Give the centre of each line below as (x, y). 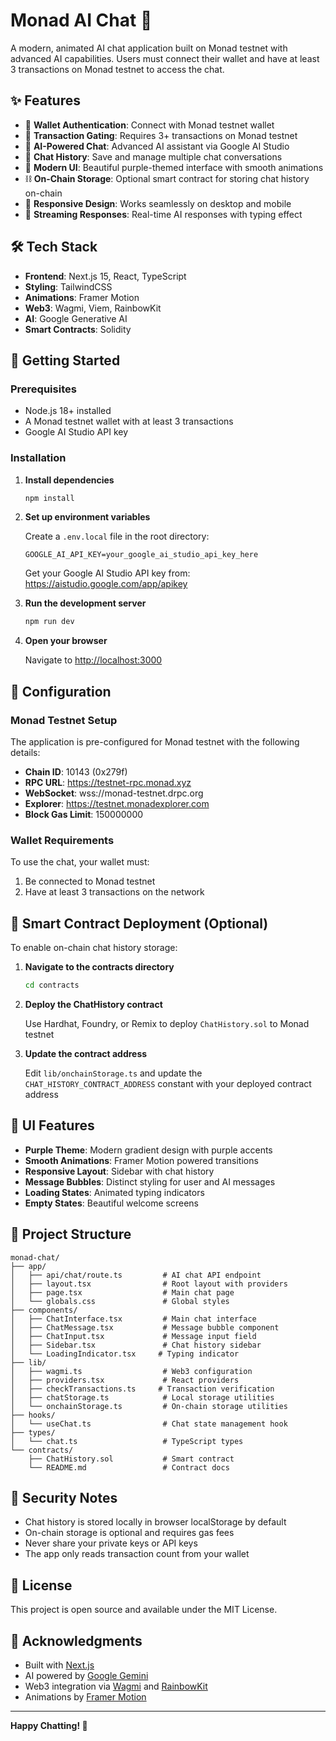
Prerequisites (43, 389)
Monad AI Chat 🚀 (81, 20)
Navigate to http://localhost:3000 (93, 660)
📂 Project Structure (71, 1234)
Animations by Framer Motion (85, 1697)
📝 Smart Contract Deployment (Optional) (139, 923)
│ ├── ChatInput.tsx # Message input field (133, 1336)
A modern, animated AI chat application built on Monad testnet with (149, 48)
